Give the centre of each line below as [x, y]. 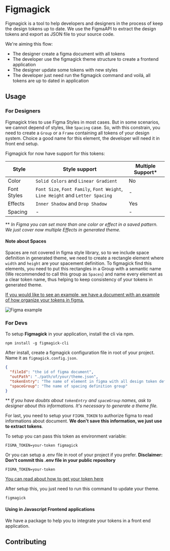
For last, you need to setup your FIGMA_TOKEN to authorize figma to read [79, 416]
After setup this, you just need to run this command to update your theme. [82, 489]
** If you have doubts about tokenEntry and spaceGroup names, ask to [78, 401]
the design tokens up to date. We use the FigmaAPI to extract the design [81, 28]
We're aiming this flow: [29, 44]
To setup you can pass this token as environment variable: [66, 436]
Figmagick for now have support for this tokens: [55, 153]
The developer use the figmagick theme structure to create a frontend [86, 59]
